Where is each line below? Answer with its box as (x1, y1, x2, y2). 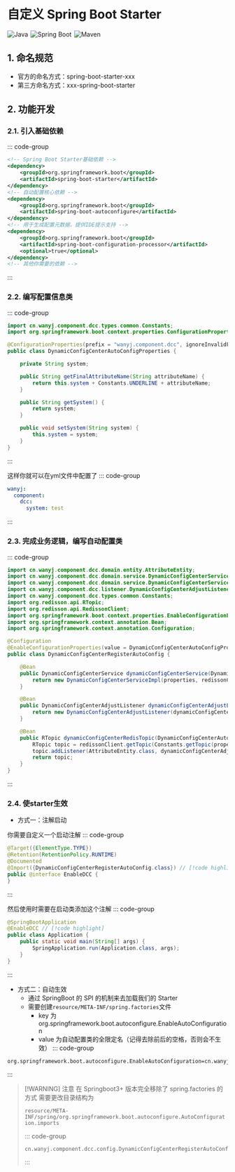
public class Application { (7, 931, 90, 939)
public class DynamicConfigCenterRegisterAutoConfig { (7, 651, 171, 658)
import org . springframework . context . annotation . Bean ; (7, 618, 168, 625)
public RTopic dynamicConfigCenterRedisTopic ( (20, 734, 158, 741)
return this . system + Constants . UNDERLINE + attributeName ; (32, 380, 211, 387)
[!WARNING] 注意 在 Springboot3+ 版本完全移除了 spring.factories (24, 1084, 215, 1093)
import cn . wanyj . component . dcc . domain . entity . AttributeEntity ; (7, 566, 196, 573)
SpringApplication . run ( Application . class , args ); (32, 945, 180, 952)
